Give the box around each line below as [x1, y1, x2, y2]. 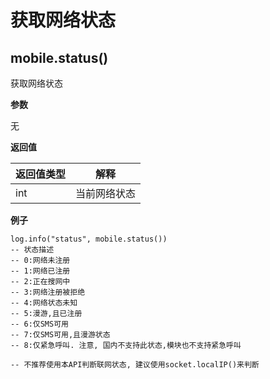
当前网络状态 [75, 187, 137, 200]
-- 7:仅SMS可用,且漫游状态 [10, 330, 111, 340]
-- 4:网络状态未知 [10, 298, 78, 308]
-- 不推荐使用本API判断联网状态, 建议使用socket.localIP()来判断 [10, 360, 260, 370]
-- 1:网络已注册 [10, 266, 71, 276]
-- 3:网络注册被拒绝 [10, 287, 86, 297]
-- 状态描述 [10, 245, 55, 255]
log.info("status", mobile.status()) [10, 234, 168, 244]
